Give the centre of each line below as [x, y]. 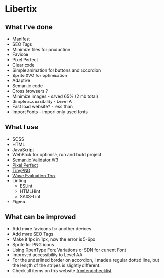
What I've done [29, 27]
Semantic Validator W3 [35, 160]
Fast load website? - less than [42, 107]
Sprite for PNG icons [33, 244]
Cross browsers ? [30, 91]
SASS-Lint [30, 196]
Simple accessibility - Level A [42, 101]
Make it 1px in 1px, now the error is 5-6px [54, 239]
